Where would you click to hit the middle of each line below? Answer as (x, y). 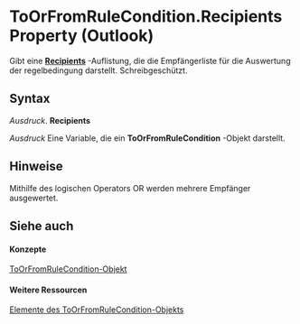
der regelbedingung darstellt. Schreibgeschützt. (98, 70)
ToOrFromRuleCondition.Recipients (146, 17)
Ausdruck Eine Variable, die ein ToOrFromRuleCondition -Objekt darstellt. (148, 138)
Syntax (30, 99)
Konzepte (28, 249)
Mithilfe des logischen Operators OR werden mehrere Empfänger (130, 188)
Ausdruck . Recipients (50, 120)
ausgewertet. (34, 198)
